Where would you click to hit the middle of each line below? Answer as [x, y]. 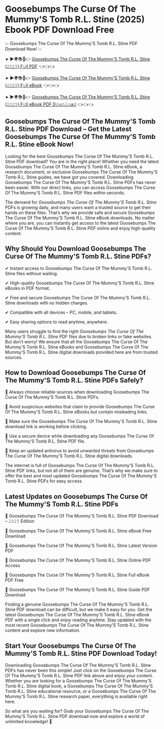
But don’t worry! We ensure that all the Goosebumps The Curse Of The [76, 342]
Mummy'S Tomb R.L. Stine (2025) [75, 19]
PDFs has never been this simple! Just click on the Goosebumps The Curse [81, 670]
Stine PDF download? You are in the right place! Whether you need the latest [82, 161]
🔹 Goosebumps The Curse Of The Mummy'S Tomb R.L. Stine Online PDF [78, 560]
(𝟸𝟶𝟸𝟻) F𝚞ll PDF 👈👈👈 [30, 66]
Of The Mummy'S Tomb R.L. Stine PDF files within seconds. [65, 192]
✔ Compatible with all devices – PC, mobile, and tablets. [61, 312]
